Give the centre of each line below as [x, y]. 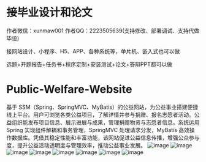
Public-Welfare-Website [69, 90]
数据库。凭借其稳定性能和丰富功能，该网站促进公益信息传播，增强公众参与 [105, 138]
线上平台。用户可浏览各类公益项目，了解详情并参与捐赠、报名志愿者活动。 [100, 114]
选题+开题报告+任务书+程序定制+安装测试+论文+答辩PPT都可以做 [90, 64]
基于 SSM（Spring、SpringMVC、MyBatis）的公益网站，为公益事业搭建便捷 [102, 107]
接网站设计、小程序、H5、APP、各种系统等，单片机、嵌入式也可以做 [93, 51]
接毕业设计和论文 [50, 13]
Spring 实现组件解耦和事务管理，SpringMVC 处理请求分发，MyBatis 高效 [98, 130]
